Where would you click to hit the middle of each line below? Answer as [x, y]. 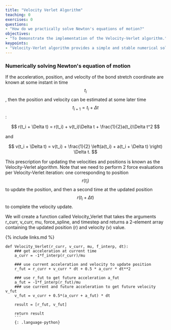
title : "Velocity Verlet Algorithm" [44, 10]
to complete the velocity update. [39, 207]
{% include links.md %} [30, 237]
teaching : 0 [18, 15]
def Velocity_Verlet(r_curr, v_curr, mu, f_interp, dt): [67, 247]
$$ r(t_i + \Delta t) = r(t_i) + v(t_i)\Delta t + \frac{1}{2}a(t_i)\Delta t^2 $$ [85, 126]
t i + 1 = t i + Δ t [85, 108]
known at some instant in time [37, 82]
